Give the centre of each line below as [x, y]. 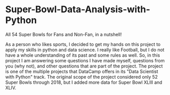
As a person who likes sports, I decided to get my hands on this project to [83, 44]
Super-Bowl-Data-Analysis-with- [78, 9]
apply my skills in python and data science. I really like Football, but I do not [85, 50]
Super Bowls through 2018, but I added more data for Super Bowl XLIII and [84, 82]
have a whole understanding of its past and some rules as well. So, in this [83, 55]
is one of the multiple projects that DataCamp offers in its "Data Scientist [82, 71]
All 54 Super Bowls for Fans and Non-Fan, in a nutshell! [63, 34]
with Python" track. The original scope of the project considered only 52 [81, 77]
